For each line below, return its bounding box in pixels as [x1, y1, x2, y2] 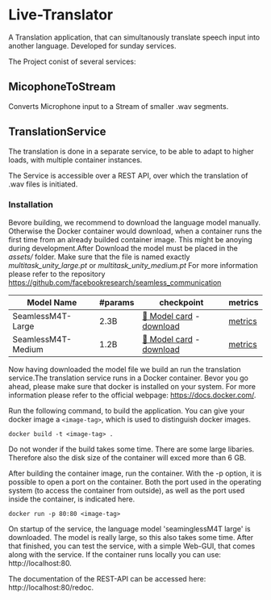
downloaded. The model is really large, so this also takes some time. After [8, 532, 254, 542]
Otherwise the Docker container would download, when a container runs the [8, 226, 262, 236]
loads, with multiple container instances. [8, 155, 143, 165]
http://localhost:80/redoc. [8, 582, 94, 592]
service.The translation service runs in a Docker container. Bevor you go [8, 373, 248, 383]
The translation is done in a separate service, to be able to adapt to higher [8, 146, 254, 156]
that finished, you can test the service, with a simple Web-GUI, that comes [8, 541, 256, 551]
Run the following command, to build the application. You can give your [8, 405, 245, 415]
